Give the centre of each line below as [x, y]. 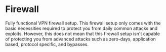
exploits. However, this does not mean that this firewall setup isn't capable [83, 33]
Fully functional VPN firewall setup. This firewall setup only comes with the [83, 23]
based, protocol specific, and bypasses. [47, 44]
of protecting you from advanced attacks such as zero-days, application [80, 39]
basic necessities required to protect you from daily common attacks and [81, 28]
